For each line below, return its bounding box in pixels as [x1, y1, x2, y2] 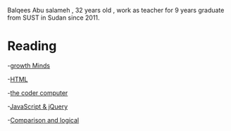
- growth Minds [7, 61, 51, 70]
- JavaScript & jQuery [7, 102, 68, 111]
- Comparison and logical [7, 116, 80, 124]
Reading [7, 38, 57, 54]
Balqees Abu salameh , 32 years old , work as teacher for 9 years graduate [7, 6, 225, 14]
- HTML [7, 75, 28, 83]
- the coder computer [7, 88, 68, 97]
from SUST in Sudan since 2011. [7, 13, 100, 22]
